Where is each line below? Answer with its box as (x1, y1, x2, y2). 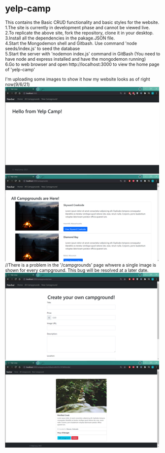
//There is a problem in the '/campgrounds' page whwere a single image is (5, 262, 157, 268)
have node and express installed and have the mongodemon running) (5, 56, 146, 62)
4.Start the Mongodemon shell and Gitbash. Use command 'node (5, 40, 137, 46)
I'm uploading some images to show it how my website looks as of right (5, 76, 150, 82)
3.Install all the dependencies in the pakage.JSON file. (5, 35, 115, 41)
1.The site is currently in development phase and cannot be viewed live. (5, 24, 150, 30)
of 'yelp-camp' (5, 66, 35, 72)
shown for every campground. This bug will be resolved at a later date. (5, 267, 149, 273)
